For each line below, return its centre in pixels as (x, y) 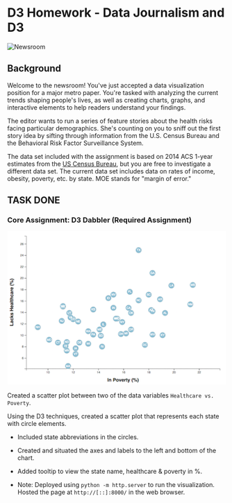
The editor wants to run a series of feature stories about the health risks (110, 121)
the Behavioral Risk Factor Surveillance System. (75, 143)
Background (34, 68)
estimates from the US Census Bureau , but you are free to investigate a (109, 164)
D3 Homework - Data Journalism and (116, 13)
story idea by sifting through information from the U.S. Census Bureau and (114, 135)
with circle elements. (37, 423)
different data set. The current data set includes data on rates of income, (111, 171)
